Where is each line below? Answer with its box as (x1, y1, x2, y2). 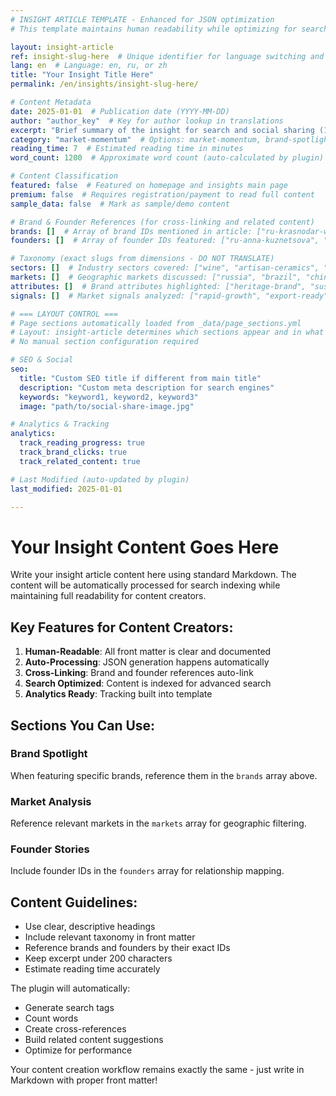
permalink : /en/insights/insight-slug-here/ (10, 79, 199, 90)
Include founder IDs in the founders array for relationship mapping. (10, 865, 285, 877)
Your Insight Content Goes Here (10, 536, 280, 558)
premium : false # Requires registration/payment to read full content (10, 189, 315, 200)
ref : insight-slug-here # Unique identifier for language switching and (10, 51, 325, 61)
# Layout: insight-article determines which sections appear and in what (10, 327, 325, 338)
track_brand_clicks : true (19, 447, 128, 457)
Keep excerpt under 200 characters (24, 952, 173, 965)
